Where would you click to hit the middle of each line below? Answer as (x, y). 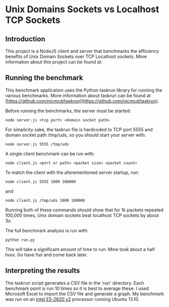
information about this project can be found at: (54, 62)
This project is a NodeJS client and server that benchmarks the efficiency (82, 51)
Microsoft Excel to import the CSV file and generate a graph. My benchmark (84, 294)
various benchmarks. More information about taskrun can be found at (78, 96)
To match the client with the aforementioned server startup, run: (72, 172)
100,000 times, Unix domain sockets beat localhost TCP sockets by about (82, 215)
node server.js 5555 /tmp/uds (37, 144)
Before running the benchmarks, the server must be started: (68, 111)
